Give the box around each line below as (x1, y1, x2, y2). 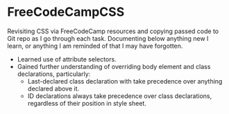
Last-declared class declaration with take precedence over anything (27, 77, 223, 85)
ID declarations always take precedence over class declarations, (27, 91, 212, 100)
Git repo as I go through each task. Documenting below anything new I (7, 34, 209, 42)
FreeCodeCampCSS (7, 4, 125, 20)
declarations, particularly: (17, 70, 91, 78)
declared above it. (27, 84, 80, 93)
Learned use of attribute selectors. (17, 55, 117, 63)
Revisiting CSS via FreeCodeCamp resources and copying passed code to (7, 27, 219, 35)
